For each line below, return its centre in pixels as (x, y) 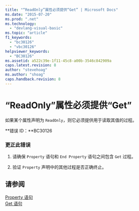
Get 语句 (14, 203)
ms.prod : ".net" (22, 19)
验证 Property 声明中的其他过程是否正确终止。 (59, 167)
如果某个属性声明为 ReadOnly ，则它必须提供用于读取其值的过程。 (71, 120)
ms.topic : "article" (26, 33)
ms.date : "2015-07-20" (28, 14)
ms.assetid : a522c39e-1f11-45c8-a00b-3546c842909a (58, 61)
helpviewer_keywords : (27, 51)
